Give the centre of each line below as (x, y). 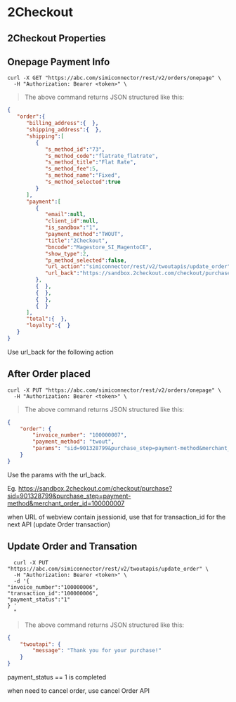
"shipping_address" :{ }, (64, 130)
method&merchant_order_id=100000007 (66, 503)
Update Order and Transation (72, 547)
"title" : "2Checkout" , (77, 240)
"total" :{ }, (47, 319)
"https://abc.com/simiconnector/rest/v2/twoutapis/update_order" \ (108, 569)
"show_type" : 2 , (67, 253)
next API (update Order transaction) (59, 524)
